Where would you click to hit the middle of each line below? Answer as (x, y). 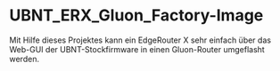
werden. (25, 59)
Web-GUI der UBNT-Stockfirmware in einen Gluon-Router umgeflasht (137, 49)
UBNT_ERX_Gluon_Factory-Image (136, 16)
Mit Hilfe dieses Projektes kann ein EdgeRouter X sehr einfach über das (140, 40)
